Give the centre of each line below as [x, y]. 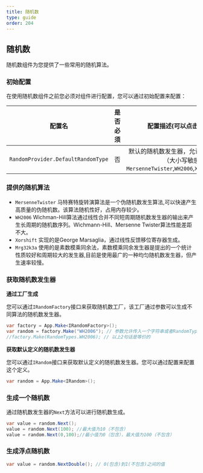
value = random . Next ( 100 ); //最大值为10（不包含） [67, 429]
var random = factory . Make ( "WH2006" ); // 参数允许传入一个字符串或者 [90, 331]
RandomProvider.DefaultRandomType [59, 159]
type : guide [21, 18]
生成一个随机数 [28, 397]
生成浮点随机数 [28, 451]
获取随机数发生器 [31, 280]
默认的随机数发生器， [159, 152]
